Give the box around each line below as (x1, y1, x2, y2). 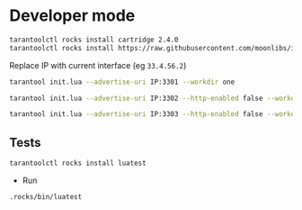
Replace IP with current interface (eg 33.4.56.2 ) (9, 59, 187, 70)
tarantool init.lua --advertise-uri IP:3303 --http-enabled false (9, 110, 263, 119)
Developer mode (9, 5, 136, 26)
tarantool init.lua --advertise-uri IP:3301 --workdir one (9, 78, 235, 87)
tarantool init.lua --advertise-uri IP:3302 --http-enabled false (9, 94, 263, 103)
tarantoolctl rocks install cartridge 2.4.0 (9, 35, 179, 44)
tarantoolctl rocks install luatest (9, 159, 147, 168)
